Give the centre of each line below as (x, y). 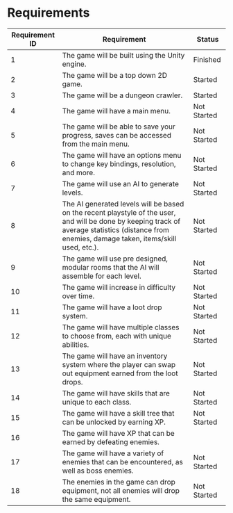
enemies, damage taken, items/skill (119, 238)
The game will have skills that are (116, 393)
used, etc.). (80, 247)
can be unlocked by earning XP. (114, 422)
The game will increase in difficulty (119, 287)
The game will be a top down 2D (115, 75)
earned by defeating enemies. (111, 441)
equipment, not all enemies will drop (121, 490)
